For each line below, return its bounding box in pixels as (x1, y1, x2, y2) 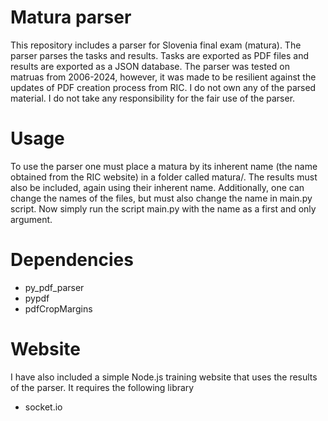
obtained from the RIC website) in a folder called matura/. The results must (10, 171, 318, 183)
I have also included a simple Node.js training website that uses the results (10, 371, 318, 383)
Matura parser (10, 6, 132, 29)
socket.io (24, 401, 63, 413)
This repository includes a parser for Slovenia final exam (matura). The (10, 39, 302, 51)
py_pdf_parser (24, 281, 85, 293)
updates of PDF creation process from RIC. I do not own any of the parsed (10, 81, 317, 93)
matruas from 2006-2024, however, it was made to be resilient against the (10, 71, 317, 83)
